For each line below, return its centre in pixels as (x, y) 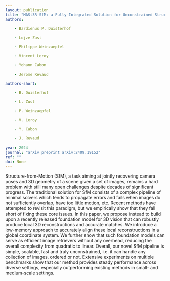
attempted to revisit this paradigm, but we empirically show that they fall (80, 208)
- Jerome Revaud (32, 74)
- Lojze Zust (28, 38)
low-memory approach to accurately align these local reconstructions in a (82, 230)
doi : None (16, 162)
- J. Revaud (27, 138)
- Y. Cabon (26, 129)
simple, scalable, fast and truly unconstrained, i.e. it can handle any (75, 252)
